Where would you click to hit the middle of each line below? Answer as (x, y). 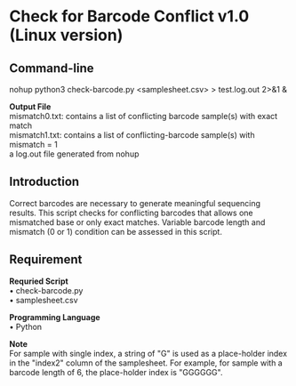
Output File (30, 107)
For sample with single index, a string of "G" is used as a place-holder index (148, 353)
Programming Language (55, 317)
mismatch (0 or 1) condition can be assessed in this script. (116, 231)
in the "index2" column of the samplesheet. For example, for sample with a (146, 363)
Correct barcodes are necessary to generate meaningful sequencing (135, 203)
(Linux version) (66, 35)
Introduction (44, 182)
